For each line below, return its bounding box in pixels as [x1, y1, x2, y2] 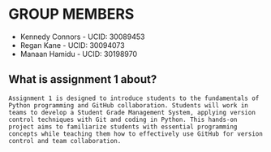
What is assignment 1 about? [8, 72, 157, 86]
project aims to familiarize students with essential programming [8, 123, 238, 131]
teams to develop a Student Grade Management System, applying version [8, 108, 256, 116]
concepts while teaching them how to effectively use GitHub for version [8, 129, 264, 138]
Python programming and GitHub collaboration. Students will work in [8, 101, 249, 110]
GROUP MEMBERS [8, 5, 135, 24]
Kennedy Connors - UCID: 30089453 [19, 32, 145, 41]
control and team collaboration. [8, 137, 122, 145]
